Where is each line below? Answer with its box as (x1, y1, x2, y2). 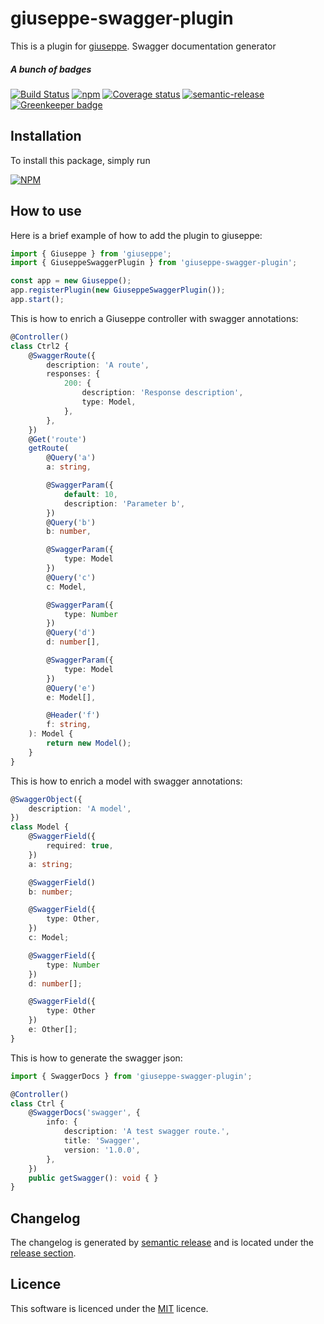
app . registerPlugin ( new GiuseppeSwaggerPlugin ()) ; (10, 285, 226, 296)
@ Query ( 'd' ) (46, 628, 97, 638)
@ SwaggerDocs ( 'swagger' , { (28, 1108, 141, 1118)
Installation (10, 128, 82, 145)
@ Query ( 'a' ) (46, 453, 97, 463)
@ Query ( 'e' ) (46, 683, 97, 693)
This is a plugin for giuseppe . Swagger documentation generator (10, 40, 277, 52)
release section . (10, 1247, 77, 1259)
